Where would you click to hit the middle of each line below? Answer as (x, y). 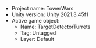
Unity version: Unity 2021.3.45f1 (50, 14)
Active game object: (35, 21)
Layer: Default (37, 39)
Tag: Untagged (38, 33)
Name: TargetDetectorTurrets (55, 27)
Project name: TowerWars (42, 8)
